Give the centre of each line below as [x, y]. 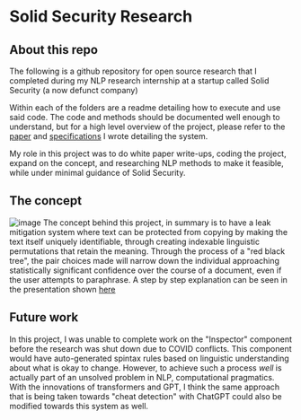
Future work [44, 317]
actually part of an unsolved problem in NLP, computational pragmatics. [142, 377]
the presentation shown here [62, 289]
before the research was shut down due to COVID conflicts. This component [150, 348]
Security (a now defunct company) [74, 90]
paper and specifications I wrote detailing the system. [109, 136]
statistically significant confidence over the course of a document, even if [146, 270]
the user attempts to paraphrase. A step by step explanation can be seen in [148, 279]
